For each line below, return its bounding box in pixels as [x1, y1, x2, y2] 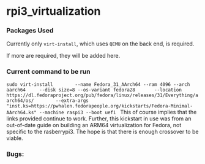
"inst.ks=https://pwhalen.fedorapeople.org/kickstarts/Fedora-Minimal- [6, 103, 193, 109]
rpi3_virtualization [6, 4, 101, 18]
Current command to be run [6, 68, 91, 76]
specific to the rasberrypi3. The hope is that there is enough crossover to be [6, 128, 199, 135]
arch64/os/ [6, 97, 34, 104]
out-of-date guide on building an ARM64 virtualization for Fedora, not [6, 121, 182, 128]
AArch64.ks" [6, 109, 37, 115]
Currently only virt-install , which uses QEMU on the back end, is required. [6, 40, 195, 47]
